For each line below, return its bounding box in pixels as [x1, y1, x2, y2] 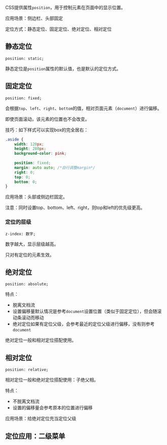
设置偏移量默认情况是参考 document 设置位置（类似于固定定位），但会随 [12, 309, 158, 315]
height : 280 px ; [14, 146, 47, 151]
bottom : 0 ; [14, 179, 37, 184]
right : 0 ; [14, 169, 35, 175]
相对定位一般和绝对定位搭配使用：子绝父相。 [5, 377, 99, 383]
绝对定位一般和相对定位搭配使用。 [5, 337, 76, 344]
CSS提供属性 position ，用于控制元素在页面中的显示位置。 [5, 5, 126, 10]
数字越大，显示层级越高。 [5, 241, 59, 247]
